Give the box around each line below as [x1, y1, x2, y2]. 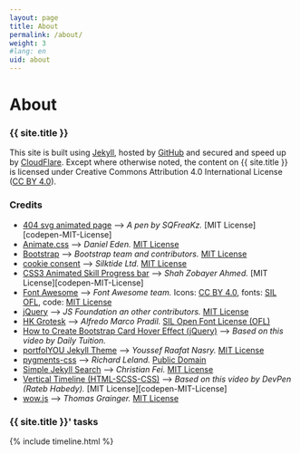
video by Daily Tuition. [22, 334, 106, 345]
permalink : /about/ [9, 30, 83, 39]
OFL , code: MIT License [22, 296, 112, 307]
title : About [9, 22, 59, 31]
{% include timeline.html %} [9, 436, 114, 447]
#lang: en [9, 47, 47, 56]
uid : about [9, 55, 51, 64]
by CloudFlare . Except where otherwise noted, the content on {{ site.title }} [9, 157, 288, 168]
